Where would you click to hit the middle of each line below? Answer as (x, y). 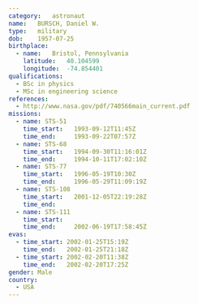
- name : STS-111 (43, 212)
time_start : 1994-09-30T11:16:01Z (85, 152)
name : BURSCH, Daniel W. (54, 24)
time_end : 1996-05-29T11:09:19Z (85, 182)
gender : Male (30, 272)
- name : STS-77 (41, 167)
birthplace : (28, 46)
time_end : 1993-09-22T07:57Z (80, 136)
